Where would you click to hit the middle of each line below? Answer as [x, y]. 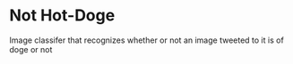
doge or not [31, 49]
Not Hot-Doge [62, 16]
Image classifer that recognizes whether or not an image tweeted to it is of [146, 40]
